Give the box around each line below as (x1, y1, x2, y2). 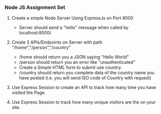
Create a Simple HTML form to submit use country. (19, 64, 122, 70)
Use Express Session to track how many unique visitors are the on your (11, 99, 156, 105)
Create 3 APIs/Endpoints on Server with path (11, 39, 103, 45)
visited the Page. (11, 90, 46, 96)
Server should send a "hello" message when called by (19, 25, 129, 30)
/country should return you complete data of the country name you (19, 70, 155, 76)
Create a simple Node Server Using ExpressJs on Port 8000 (11, 15, 134, 21)
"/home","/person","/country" (11, 45, 71, 51)
